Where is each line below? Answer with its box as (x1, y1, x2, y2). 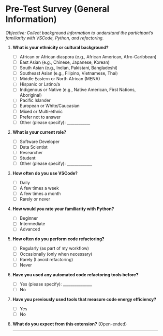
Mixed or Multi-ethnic (19, 108, 63, 114)
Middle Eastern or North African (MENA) (19, 76, 101, 82)
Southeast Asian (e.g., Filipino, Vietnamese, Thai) (19, 71, 118, 76)
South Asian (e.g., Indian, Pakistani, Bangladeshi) (19, 65, 118, 71)
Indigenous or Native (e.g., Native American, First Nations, (19, 87, 136, 93)
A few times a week (19, 185, 59, 191)
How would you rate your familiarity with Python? (12, 206, 114, 212)
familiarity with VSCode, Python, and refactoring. (5, 35, 104, 41)
